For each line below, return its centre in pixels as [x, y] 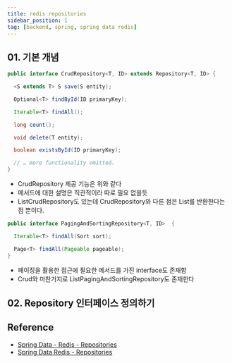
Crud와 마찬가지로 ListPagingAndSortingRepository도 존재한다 [106, 278]
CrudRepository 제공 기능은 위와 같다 [69, 184]
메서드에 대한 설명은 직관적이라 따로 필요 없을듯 [83, 193]
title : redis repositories [47, 14]
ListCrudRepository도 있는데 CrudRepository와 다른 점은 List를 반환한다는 [121, 202]
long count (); [34, 125]
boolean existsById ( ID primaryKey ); [67, 150]
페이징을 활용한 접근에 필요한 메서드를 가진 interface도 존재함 [102, 270]
